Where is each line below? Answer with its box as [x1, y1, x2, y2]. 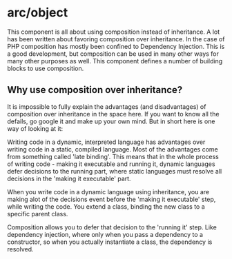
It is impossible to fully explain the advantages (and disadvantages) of [7, 102, 206, 111]
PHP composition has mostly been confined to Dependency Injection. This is [7, 42, 225, 50]
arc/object [7, 5, 68, 21]
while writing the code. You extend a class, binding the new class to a [7, 202, 205, 211]
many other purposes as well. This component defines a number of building [7, 56, 223, 65]
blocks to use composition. [7, 64, 84, 72]
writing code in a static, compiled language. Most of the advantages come [7, 145, 219, 153]
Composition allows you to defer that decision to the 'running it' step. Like [7, 222, 217, 231]
